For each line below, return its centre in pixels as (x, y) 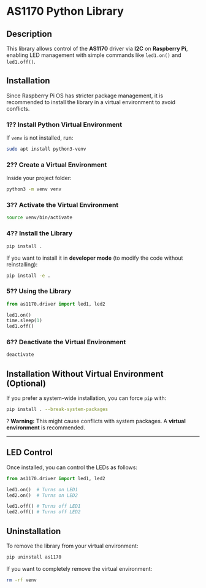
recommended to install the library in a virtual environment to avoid (91, 102)
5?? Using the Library (39, 291)
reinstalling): (22, 264)
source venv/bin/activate (39, 218)
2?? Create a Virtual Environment (57, 165)
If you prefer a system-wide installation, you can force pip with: (86, 398)
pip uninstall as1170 (34, 557)
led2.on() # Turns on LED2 (42, 495)
